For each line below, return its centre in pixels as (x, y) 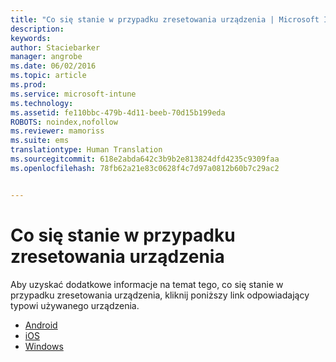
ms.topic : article (48, 76)
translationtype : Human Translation (86, 150)
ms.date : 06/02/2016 (53, 66)
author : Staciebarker (55, 47)
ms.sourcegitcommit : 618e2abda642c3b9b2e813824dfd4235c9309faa (145, 159)
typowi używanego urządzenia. (75, 305)
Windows (44, 346)
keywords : (31, 38)
